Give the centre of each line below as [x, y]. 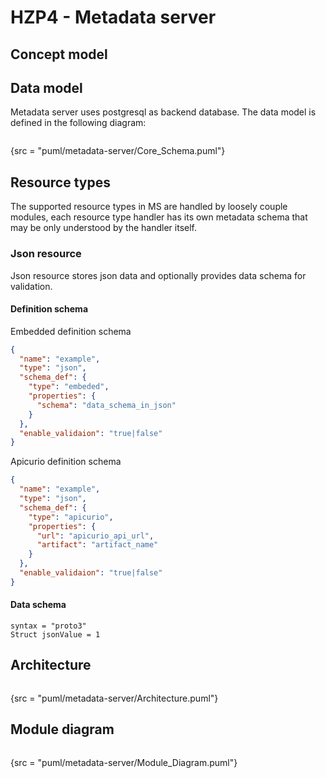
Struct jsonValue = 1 [55, 635]
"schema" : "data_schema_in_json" [106, 405]
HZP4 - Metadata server [113, 17]
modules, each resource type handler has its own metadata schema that [159, 217]
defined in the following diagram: [78, 123]
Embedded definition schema [71, 331]
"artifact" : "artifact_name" [97, 545]
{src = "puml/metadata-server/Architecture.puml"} [114, 698]
